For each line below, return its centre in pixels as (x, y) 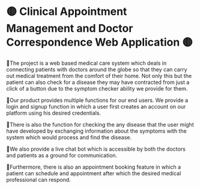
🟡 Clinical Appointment (67, 12)
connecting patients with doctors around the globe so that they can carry (97, 69)
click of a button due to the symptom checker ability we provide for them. (97, 88)
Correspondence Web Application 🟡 (100, 42)
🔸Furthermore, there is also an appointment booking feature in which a (94, 167)
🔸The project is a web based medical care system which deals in (86, 63)
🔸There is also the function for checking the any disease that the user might (100, 124)
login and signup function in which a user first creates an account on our (96, 106)
